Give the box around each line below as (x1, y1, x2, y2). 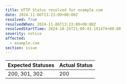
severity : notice (5, 31, 42, 36)
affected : (5, 36, 26, 41)
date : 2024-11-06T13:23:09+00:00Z (5, 12, 78, 17)
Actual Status (59, 62, 93, 69)
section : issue (5, 45, 37, 50)
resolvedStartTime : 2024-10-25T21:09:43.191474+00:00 (5, 26, 121, 32)
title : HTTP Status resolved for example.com (5, 7, 103, 13)
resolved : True (5, 17, 37, 22)
